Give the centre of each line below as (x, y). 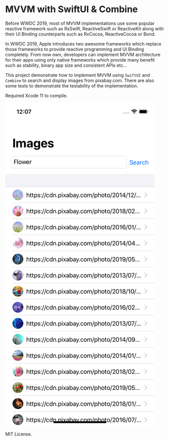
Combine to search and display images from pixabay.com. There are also (80, 80)
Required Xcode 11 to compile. (37, 95)
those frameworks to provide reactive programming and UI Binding (75, 49)
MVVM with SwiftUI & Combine (72, 9)
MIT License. (19, 434)
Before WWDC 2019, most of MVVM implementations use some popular (80, 23)
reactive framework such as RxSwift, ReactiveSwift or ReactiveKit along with (84, 28)
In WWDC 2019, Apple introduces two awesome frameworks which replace (83, 43)
